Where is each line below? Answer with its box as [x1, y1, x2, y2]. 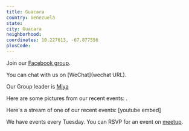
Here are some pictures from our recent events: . [6, 95, 128, 102]
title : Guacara [6, 8, 45, 15]
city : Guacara [6, 25, 42, 32]
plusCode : [6, 43, 31, 49]
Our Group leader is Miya [6, 82, 69, 90]
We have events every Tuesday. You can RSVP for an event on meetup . [6, 118, 184, 125]
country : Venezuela [6, 15, 56, 21]
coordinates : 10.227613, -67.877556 [6, 37, 98, 43]
